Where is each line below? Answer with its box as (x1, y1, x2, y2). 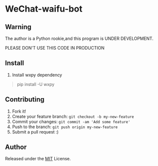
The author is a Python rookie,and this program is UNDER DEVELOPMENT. (5, 35, 154, 41)
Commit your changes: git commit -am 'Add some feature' (12, 118, 131, 124)
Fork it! (12, 108, 27, 114)
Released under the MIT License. (5, 156, 71, 162)
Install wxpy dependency (12, 72, 62, 78)
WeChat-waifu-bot (5, 3, 82, 15)
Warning (5, 23, 32, 31)
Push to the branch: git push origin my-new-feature (12, 124, 118, 130)
